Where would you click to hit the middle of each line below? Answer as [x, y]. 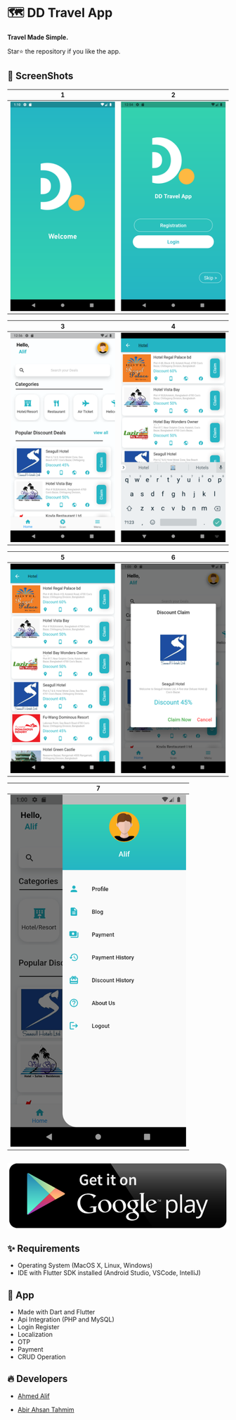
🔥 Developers [38, 1379]
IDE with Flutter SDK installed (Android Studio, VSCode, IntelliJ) [109, 1273]
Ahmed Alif [34, 1396]
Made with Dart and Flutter [56, 1312]
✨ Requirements [44, 1249]
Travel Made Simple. [38, 37]
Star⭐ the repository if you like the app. [64, 51]
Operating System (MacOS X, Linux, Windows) [85, 1265]
